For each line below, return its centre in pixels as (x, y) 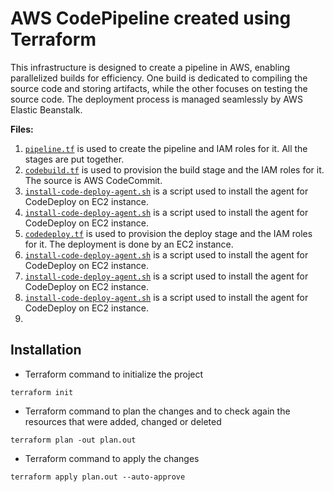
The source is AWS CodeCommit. (93, 180)
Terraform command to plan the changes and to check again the (157, 411)
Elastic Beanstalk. (46, 109)
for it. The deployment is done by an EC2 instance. (129, 244)
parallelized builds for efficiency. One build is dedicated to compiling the (159, 78)
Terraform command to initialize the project (114, 374)
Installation (46, 350)
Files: (22, 129)
